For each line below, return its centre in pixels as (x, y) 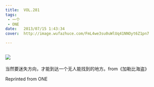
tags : (11, 15)
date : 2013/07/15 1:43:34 (35, 29)
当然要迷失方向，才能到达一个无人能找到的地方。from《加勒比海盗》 (77, 69)
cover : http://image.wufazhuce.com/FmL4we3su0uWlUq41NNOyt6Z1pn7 (77, 34)
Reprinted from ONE (27, 79)
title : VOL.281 (22, 10)
